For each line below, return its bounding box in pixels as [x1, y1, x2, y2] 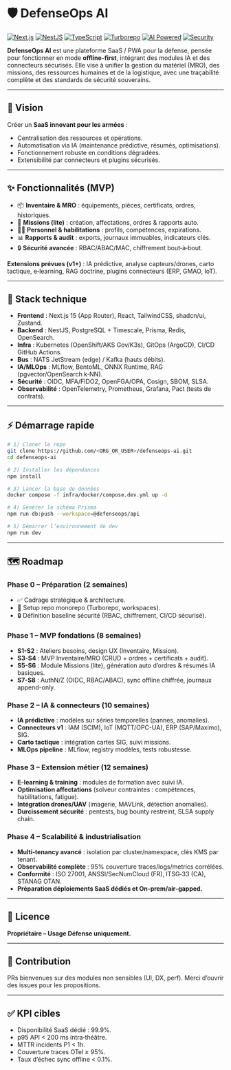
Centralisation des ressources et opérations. [16, 134, 143, 142]
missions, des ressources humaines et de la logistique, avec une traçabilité [7, 68, 219, 77]
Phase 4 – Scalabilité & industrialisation [7, 832, 142, 842]
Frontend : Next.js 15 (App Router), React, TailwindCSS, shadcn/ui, [16, 312, 206, 320]
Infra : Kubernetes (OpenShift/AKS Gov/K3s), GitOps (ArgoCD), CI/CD [16, 341, 215, 349]
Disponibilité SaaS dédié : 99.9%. [16, 1026, 112, 1034]
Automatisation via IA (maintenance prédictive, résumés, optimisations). [16, 141, 221, 149]
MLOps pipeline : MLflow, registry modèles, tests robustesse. [16, 745, 192, 754]
